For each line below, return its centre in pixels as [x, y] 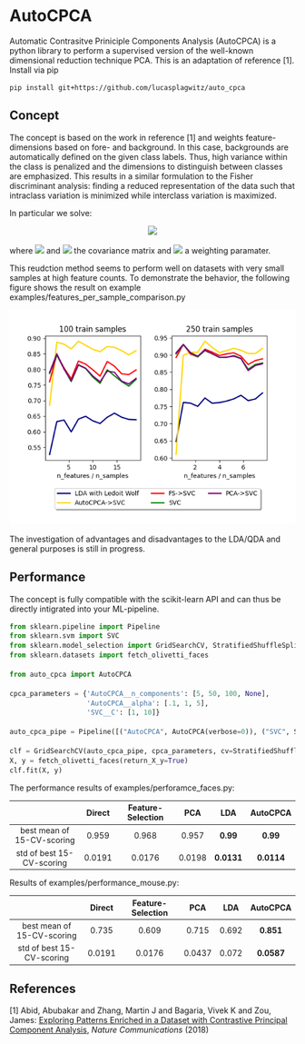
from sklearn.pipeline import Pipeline [85, 626]
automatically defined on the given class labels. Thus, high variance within [148, 156]
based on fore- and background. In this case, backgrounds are [171, 147]
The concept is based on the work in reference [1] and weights [127, 137]
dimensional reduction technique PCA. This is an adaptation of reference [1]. [152, 60]
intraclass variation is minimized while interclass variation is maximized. [143, 195]
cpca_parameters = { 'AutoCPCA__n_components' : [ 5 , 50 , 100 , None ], [140, 693]
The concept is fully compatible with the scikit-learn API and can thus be [145, 599]
